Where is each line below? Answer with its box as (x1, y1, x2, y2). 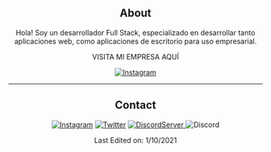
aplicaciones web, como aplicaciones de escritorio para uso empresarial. (14, 36, 257, 46)
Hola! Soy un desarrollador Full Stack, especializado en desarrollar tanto (15, 27, 256, 37)
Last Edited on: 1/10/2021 (94, 135, 177, 145)
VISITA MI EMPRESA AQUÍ (91, 51, 180, 61)
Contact (115, 98, 156, 112)
